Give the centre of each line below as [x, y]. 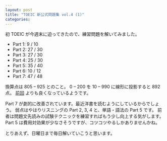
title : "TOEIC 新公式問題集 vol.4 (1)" [45, 15]
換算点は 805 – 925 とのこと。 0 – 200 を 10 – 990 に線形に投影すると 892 [83, 87]
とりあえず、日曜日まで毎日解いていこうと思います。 [60, 133]
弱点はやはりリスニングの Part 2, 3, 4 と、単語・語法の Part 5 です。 [86, 110]
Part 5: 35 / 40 [27, 65]
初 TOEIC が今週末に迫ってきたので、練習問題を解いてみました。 [72, 34]
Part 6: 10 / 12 [27, 71]
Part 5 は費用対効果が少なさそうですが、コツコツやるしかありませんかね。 [83, 123]
